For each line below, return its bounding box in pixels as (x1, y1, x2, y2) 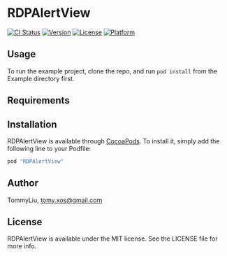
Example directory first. (7, 74, 75, 83)
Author (7, 177, 38, 190)
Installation (7, 118, 57, 130)
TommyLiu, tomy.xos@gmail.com (7, 196, 103, 204)
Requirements (7, 94, 70, 106)
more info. (7, 242, 37, 250)
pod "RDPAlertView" (7, 157, 64, 165)
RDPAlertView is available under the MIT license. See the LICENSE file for (7, 234, 218, 243)
